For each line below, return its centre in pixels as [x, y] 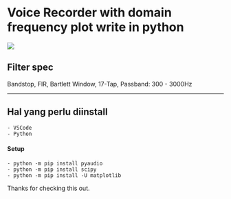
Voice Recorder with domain [89, 13]
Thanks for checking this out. [49, 188]
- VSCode [20, 128]
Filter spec [30, 68]
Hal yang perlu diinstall [57, 112]
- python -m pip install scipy [52, 169]
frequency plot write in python [96, 27]
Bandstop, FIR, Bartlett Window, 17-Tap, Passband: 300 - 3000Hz [100, 84]
